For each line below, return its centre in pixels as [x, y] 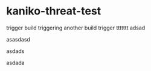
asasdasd [18, 39]
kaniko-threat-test [54, 11]
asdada [16, 63]
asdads [15, 51]
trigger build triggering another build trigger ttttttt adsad [76, 28]
